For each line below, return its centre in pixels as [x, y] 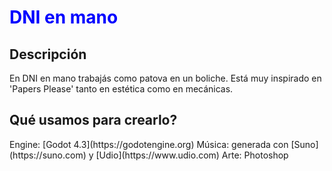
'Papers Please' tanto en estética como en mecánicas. [121, 89]
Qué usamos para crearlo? [93, 120]
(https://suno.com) [48, 155]
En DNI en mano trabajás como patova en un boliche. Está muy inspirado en [165, 78]
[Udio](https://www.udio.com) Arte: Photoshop [192, 155]
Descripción [48, 54]
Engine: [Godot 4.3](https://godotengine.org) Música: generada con [149, 144]
